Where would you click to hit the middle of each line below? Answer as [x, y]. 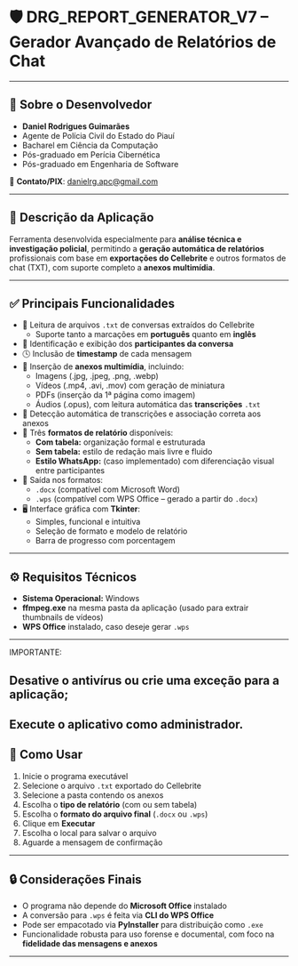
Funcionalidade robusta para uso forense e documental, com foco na [148, 934]
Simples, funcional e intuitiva [88, 522]
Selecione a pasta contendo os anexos [93, 795]
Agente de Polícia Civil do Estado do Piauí [98, 135]
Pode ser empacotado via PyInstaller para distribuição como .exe [142, 924]
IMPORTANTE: [35, 652]
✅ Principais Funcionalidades [92, 303]
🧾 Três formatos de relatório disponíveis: [98, 433]
